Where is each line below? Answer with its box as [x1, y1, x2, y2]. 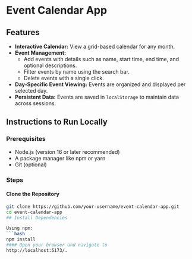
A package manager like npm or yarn [14, 154, 106, 162]
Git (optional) [14, 161, 48, 168]
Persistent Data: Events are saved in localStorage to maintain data [14, 93, 180, 100]
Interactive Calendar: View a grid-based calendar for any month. [14, 43, 175, 50]
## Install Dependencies [6, 214, 68, 220]
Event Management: [14, 49, 67, 56]
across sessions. [14, 100, 56, 107]
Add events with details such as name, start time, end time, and [23, 56, 180, 62]
